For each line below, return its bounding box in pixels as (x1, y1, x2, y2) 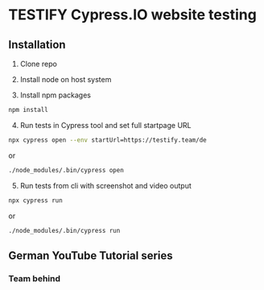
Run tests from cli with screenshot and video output (19, 180, 192, 190)
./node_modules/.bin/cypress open (8, 166, 125, 174)
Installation (8, 38, 66, 52)
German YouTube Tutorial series (8, 248, 173, 263)
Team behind (8, 272, 61, 284)
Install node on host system (19, 75, 112, 84)
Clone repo (19, 59, 58, 68)
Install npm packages (19, 90, 91, 100)
